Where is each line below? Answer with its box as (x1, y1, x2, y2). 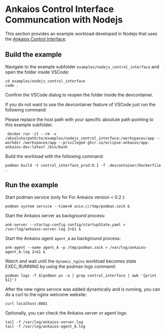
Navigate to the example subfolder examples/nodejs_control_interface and (5, 63, 160, 69)
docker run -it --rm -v (7, 131, 57, 136)
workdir (5, 140, 21, 145)
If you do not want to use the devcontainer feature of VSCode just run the (5, 101, 156, 107)
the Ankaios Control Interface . (5, 36, 67, 42)
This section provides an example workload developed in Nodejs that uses (5, 30, 158, 36)
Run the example (5, 181, 59, 189)
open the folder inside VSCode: (5, 69, 70, 75)
